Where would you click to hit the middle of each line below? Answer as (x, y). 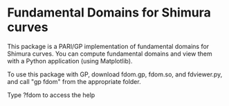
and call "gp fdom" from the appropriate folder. (74, 81)
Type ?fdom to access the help (51, 95)
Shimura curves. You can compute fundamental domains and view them (110, 54)
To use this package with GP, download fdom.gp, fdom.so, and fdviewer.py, (115, 74)
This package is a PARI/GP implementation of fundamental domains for (108, 46)
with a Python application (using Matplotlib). (70, 61)
